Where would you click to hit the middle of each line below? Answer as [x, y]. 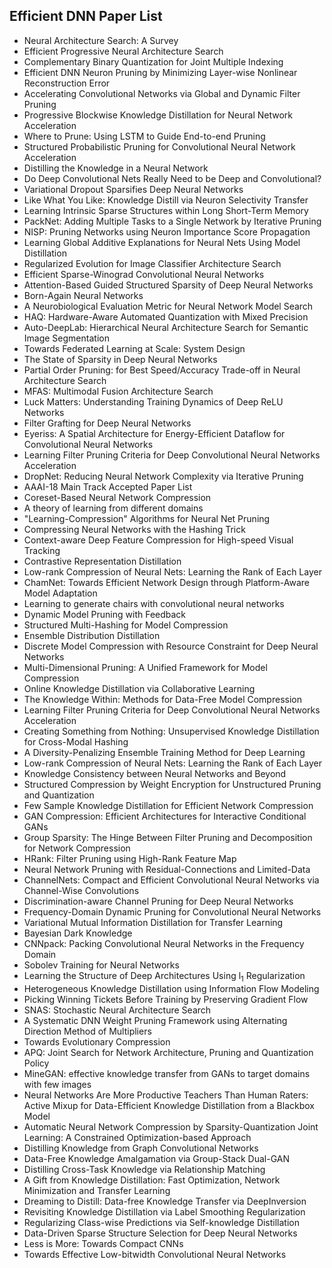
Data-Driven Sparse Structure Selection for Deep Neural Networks [160, 1233]
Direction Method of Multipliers [87, 1031]
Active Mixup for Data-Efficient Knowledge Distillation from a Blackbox [169, 1105]
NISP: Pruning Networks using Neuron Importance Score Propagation [167, 231]
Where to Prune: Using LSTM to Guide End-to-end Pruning [144, 136]
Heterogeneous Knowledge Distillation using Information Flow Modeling [171, 988]
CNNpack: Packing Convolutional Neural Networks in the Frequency [164, 943]
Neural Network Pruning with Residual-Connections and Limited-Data [167, 869]
